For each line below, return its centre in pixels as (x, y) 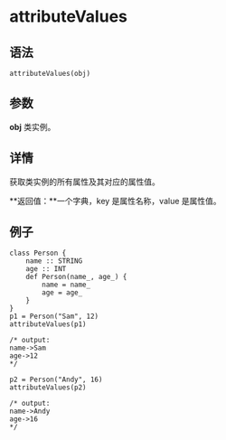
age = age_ (62, 293)
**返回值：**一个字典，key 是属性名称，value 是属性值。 (115, 201)
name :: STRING (54, 261)
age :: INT (46, 269)
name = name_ (66, 285)
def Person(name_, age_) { (76, 277)
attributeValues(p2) (48, 388)
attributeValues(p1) (48, 324)
